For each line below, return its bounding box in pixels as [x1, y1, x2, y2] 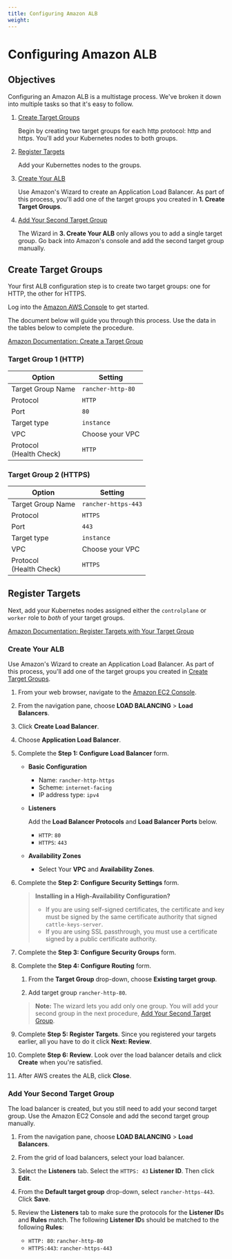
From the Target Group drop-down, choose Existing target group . [28, 975, 217, 983]
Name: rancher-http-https [38, 776, 115, 785]
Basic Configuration [28, 762, 87, 771]
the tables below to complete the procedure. [8, 323, 134, 332]
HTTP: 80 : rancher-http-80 [28, 1237, 104, 1245]
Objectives [8, 74, 56, 86]
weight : [8, 17, 30, 24]
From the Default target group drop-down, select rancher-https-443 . [17, 1188, 215, 1196]
